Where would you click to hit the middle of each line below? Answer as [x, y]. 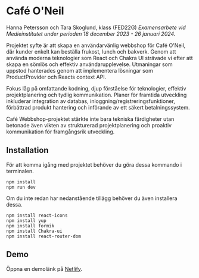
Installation [27, 150]
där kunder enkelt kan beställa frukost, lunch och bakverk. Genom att [91, 51]
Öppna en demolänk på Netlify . [44, 268]
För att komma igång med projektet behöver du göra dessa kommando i [94, 164]
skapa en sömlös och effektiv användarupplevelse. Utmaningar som [89, 64]
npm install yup [26, 221]
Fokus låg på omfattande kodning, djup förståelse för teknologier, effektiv [96, 88]
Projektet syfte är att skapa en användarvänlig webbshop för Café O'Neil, [96, 45]
